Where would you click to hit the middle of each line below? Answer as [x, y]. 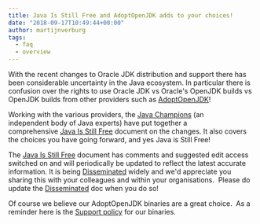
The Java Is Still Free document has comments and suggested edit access [128, 155]
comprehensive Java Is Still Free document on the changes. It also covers [128, 131]
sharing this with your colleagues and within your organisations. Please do [129, 180]
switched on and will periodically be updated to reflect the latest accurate [127, 163]
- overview [33, 52]
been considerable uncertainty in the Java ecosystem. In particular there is [130, 83]
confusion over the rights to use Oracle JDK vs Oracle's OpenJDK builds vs [130, 91]
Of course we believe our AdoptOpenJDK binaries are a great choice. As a [129, 204]
